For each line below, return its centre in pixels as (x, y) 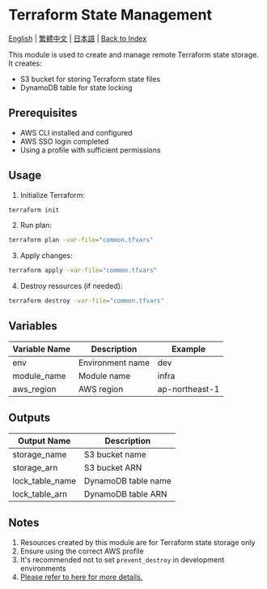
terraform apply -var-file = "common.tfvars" (83, 271)
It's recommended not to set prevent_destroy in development (122, 559)
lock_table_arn (40, 494)
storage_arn (35, 467)
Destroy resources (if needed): (71, 286)
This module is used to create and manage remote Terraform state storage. (133, 54)
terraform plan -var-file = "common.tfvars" (81, 240)
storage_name (40, 454)
